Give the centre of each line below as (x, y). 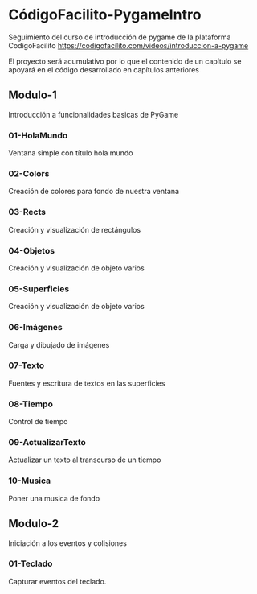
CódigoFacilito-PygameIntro (105, 15)
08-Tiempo (31, 404)
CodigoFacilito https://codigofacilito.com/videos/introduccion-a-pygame (128, 45)
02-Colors (29, 173)
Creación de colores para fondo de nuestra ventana (94, 192)
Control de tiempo (38, 422)
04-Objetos (31, 250)
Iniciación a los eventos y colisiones (67, 543)
